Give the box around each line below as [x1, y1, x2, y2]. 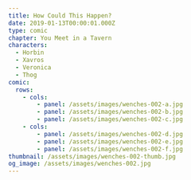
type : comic [8, 26, 48, 34]
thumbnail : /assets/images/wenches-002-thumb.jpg [8, 152, 177, 160]
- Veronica [15, 64, 52, 72]
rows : [15, 85, 34, 94]
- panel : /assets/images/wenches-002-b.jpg [37, 108, 183, 116]
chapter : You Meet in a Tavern [8, 33, 112, 42]
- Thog [15, 71, 37, 79]
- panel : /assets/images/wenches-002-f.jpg [37, 145, 183, 153]
